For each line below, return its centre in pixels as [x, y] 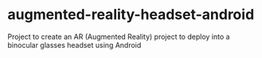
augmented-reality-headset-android [131, 15]
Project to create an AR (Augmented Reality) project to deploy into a [119, 37]
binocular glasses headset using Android [74, 44]
